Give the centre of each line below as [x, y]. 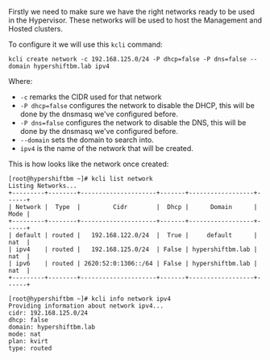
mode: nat [25, 334]
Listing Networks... [43, 186]
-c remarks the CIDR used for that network [91, 97]
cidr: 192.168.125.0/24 [48, 313]
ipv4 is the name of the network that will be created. [106, 148]
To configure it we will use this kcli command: [85, 44]
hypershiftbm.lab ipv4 [72, 66]
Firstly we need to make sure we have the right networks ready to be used [132, 12]
